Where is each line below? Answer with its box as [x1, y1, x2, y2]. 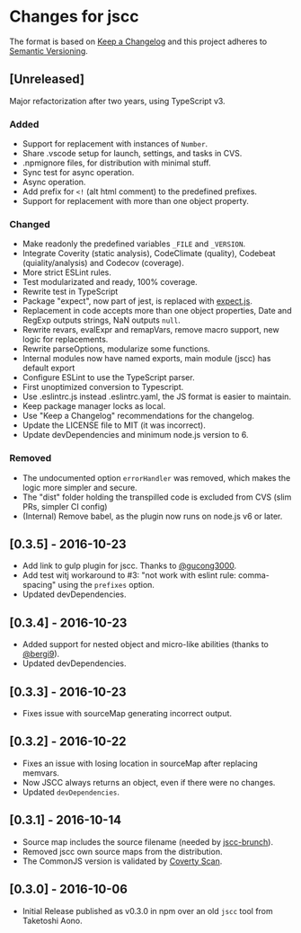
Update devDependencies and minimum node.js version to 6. [22, 430, 249, 440]
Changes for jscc [9, 6, 139, 27]
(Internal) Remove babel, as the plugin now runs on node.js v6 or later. [22, 511, 283, 521]
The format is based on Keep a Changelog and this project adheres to [9, 36, 268, 47]
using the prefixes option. [58, 580, 155, 591]
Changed [9, 218, 51, 230]
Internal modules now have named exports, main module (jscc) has [22, 353, 271, 364]
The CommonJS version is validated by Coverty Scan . [22, 856, 223, 866]
